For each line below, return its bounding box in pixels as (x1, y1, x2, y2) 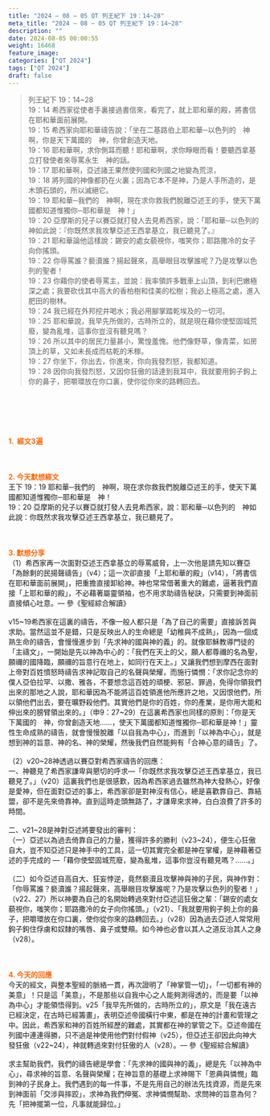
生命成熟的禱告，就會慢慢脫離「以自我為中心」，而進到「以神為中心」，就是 (14, 727, 262, 737)
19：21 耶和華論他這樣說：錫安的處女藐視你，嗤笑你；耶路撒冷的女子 (27, 235, 256, 245)
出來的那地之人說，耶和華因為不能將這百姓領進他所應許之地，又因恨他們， (8, 687, 255, 697)
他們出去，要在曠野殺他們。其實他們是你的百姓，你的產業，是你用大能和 (22, 697, 262, 706)
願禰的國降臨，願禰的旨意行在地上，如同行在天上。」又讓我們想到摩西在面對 (8, 657, 259, 666)
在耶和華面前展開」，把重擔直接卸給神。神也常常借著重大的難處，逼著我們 (8, 578, 252, 587)
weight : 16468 (8, 42, 56, 50)
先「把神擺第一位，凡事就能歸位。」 (8, 1099, 125, 1109)
